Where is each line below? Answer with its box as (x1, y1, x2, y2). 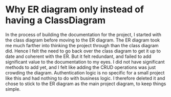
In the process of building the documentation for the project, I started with (5, 31, 162, 37)
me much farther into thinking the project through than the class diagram (5, 42, 159, 48)
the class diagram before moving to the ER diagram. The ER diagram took (5, 37, 160, 43)
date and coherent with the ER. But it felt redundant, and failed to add (5, 53, 152, 60)
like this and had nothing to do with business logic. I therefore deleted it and (5, 75, 165, 81)
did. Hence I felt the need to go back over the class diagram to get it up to (5, 48, 161, 54)
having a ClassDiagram (5, 14, 106, 26)
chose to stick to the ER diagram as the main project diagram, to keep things (5, 81, 166, 87)
